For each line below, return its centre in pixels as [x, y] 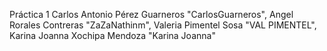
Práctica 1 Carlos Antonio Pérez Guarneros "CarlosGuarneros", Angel [151, 14]
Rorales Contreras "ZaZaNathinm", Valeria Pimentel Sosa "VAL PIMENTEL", [163, 25]
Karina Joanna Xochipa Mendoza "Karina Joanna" [112, 35]
